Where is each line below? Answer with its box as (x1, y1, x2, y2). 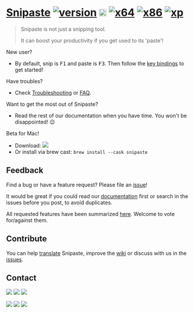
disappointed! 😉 (14, 118, 55, 125)
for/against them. (6, 217, 48, 224)
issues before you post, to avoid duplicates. (6, 199, 112, 206)
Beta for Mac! (6, 130, 40, 137)
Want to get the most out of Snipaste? (6, 101, 99, 108)
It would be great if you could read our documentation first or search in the (6, 192, 188, 199)
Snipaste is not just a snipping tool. (20, 25, 106, 33)
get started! (14, 66, 43, 73)
